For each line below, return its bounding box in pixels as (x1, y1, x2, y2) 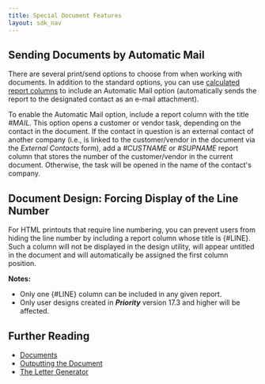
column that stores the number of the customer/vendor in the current (8, 152, 233, 162)
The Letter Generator (19, 367, 89, 376)
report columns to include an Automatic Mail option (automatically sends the (8, 86, 257, 96)
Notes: (8, 274, 32, 283)
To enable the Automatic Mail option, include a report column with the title (8, 110, 249, 120)
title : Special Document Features (8, 11, 123, 20)
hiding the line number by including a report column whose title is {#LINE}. (8, 234, 251, 243)
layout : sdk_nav (8, 19, 62, 27)
